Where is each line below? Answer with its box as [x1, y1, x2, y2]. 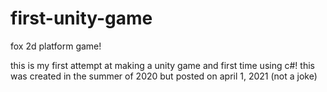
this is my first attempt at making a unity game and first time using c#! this [10, 59, 315, 71]
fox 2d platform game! [10, 40, 102, 52]
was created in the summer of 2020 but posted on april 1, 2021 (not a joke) [10, 70, 318, 82]
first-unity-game [10, 7, 153, 30]
